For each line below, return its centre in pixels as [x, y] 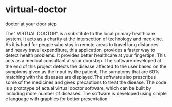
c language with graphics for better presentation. [57, 99]
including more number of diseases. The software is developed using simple [86, 93]
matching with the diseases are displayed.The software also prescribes [81, 77]
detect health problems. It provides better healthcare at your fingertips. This [86, 55]
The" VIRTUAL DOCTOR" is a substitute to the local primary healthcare [80, 33]
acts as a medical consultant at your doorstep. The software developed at [83, 60]
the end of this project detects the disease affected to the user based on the [86, 66]
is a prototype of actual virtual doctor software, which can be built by [78, 88]
